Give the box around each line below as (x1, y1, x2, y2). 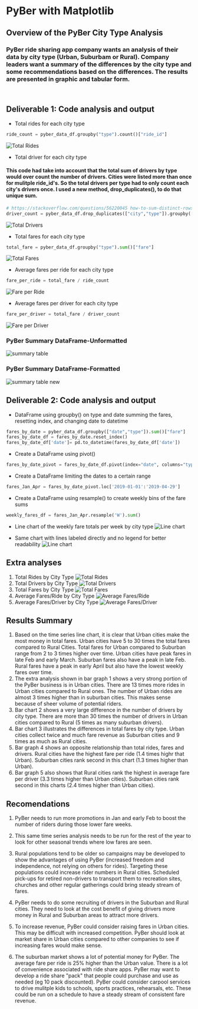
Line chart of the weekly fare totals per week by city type (14, 523, 154, 530)
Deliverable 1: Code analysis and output (6, 105, 155, 115)
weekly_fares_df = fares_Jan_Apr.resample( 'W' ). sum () (6, 512, 141, 518)
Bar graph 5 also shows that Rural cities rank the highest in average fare (14, 769, 190, 776)
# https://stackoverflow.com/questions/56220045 (6, 205, 128, 211)
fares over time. (14, 669, 53, 676)
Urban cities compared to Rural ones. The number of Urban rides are (14, 688, 183, 695)
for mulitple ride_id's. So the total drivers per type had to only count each (6, 179, 189, 187)
